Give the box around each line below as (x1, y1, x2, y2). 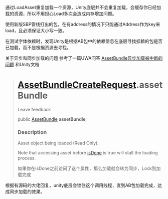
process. (17, 155, 36, 161)
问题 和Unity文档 (5, 62, 40, 67)
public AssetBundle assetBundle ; (17, 116, 87, 122)
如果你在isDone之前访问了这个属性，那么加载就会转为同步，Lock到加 (17, 165, 161, 171)
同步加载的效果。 (9, 188, 45, 194)
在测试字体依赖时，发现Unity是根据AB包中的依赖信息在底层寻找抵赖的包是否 (5, 38, 163, 44)
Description (17, 128, 47, 135)
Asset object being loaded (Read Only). (17, 140, 99, 146)
